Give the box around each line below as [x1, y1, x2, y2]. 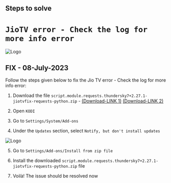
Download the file [12, 92, 50, 99]
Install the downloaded [12, 157, 61, 164]
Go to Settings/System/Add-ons [12, 118, 79, 124]
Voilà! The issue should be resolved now [12, 173, 98, 179]
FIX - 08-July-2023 [5, 64, 69, 72]
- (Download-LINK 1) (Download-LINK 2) [78, 98, 164, 104]
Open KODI [12, 108, 35, 114]
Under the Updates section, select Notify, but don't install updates [12, 128, 160, 134]
